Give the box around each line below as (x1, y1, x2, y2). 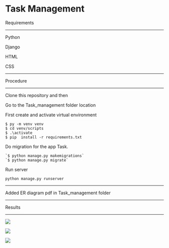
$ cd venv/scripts (5, 126, 44, 131)
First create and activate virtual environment (5, 112, 97, 118)
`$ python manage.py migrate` (5, 157, 69, 162)
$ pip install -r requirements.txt (5, 134, 82, 140)
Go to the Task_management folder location (5, 102, 96, 108)
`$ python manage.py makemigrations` (5, 153, 84, 158)
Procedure (5, 77, 27, 84)
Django (5, 44, 20, 50)
